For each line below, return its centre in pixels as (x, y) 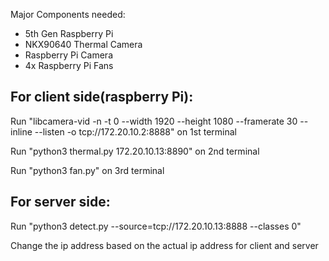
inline (21, 131)
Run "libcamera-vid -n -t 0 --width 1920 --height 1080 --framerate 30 (154, 121)
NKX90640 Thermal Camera (83, 44)
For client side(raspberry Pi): (102, 97)
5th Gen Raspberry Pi (69, 33)
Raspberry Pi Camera (68, 55)
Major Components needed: (68, 14)
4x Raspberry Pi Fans (69, 65)
